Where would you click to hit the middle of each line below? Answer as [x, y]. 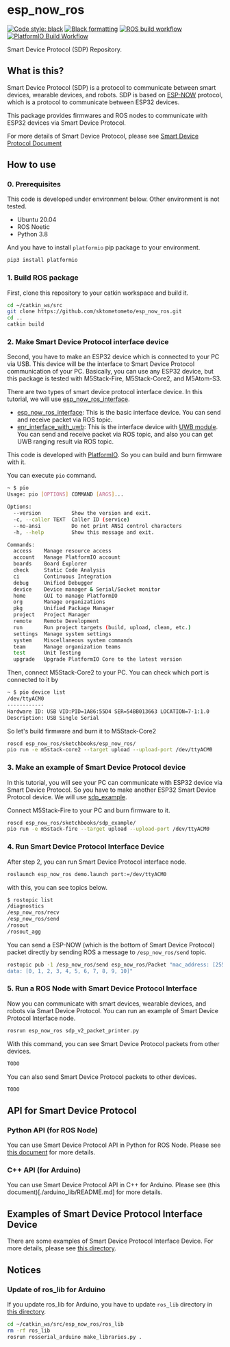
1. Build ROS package [43, 278]
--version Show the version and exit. [82, 513]
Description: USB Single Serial [53, 718]
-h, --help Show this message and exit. [84, 532]
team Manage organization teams [67, 646]
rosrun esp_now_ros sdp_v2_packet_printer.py [73, 1030]
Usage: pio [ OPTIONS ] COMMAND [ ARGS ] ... [66, 495]
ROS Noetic [33, 227]
